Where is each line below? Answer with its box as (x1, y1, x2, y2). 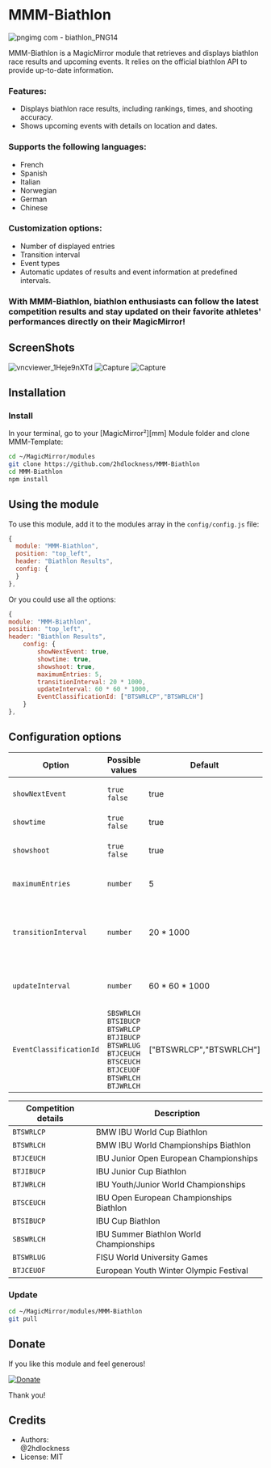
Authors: (19, 1435, 49, 1445)
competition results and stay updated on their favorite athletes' (8, 306, 262, 317)
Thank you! (8, 1390, 46, 1400)
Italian (19, 176, 41, 187)
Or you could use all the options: (8, 594, 117, 604)
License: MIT (19, 1452, 64, 1462)
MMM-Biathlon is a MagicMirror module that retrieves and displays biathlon (8, 48, 260, 57)
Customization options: (8, 222, 102, 234)
